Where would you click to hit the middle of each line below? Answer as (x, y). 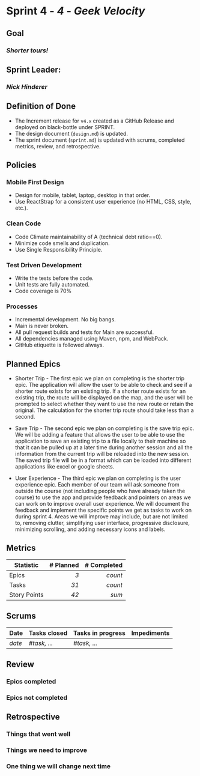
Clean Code (24, 223)
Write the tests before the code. (54, 278)
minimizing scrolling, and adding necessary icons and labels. (90, 529)
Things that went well (38, 734)
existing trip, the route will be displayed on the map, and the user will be (104, 398)
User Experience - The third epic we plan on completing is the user (98, 478)
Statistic (26, 565)
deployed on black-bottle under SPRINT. (65, 127)
